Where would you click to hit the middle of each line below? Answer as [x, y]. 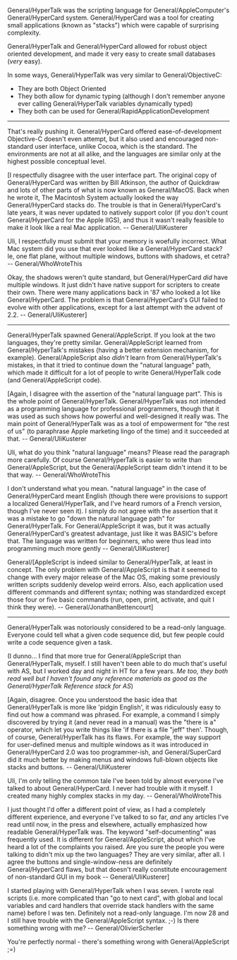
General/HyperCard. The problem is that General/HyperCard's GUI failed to [116, 300]
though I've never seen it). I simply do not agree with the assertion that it [113, 511]
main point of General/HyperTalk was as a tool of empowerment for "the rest [119, 424]
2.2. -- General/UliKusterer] [47, 315]
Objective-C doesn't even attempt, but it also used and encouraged [105, 139]
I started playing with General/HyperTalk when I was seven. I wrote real [111, 891]
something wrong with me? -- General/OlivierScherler [85, 928]
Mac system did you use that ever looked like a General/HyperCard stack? [115, 249]
